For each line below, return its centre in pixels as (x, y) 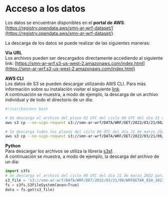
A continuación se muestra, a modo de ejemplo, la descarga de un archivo (82, 94)
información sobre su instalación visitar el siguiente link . (63, 89)
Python (13, 146)
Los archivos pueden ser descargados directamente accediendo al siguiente (84, 58)
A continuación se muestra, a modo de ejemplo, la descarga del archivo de (82, 156)
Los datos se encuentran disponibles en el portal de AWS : (65, 23)
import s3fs (17, 171)
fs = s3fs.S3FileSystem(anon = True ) (42, 185)
